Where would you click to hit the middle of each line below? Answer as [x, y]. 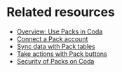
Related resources [61, 12]
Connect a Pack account [52, 38]
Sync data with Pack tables [56, 46]
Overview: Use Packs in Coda [60, 31]
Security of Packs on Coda [55, 61]
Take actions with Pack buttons [62, 54]
